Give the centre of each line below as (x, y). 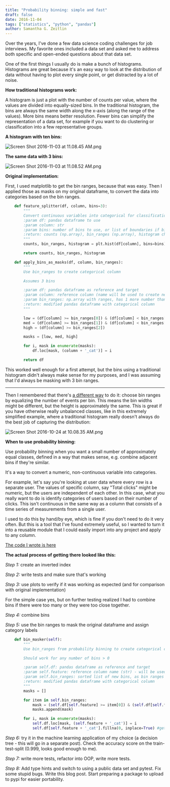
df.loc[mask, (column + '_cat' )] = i (72, 351)
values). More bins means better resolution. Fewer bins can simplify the (80, 116)
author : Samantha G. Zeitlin (36, 29)
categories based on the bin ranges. (43, 197)
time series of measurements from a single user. (56, 509)
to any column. (21, 535)
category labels (22, 630)
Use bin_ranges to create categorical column (72, 272)
